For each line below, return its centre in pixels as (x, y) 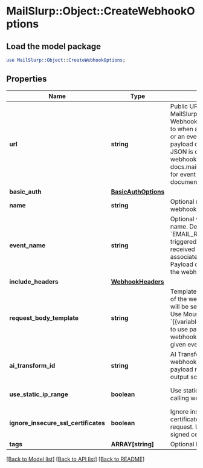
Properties (27, 79)
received (182, 249)
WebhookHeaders (137, 281)
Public (179, 106)
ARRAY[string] (132, 444)
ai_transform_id (32, 365)
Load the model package (54, 46)
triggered (183, 241)
